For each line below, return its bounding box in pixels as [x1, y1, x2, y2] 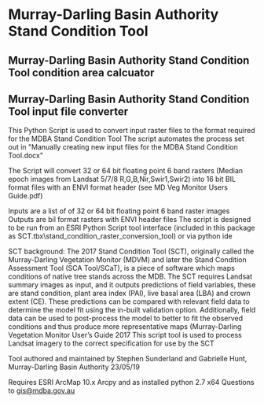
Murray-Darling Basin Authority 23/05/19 [8, 362, 140, 372]
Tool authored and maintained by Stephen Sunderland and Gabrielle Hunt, [8, 354, 247, 364]
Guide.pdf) [8, 191, 43, 201]
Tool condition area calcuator [8, 65, 155, 79]
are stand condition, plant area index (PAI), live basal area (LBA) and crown [8, 289, 251, 298]
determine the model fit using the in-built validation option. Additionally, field [8, 305, 256, 315]
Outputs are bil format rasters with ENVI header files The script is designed [8, 215, 251, 224]
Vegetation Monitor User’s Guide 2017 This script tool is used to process [8, 331, 242, 340]
